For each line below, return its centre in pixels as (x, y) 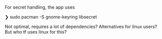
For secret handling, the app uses (40, 7)
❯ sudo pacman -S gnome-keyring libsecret (51, 17)
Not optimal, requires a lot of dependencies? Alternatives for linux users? (81, 26)
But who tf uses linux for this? (36, 32)
